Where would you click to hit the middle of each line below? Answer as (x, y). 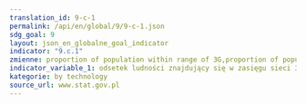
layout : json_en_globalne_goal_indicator (89, 43)
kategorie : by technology (58, 77)
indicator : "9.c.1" (46, 52)
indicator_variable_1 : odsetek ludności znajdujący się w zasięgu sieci (150, 69)
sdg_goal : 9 (32, 34)
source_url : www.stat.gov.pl (65, 85)
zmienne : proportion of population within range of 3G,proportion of (144, 60)
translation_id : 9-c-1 (52, 18)
